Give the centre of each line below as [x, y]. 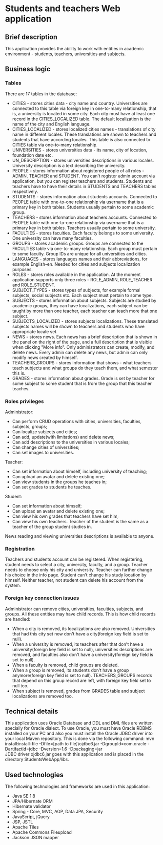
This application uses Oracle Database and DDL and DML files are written [79, 723]
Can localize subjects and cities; [44, 432]
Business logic [28, 69]
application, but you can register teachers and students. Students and [82, 181]
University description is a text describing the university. [69, 165]
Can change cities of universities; [46, 447]
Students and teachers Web [63, 9]
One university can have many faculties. [52, 238]
